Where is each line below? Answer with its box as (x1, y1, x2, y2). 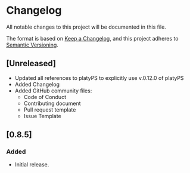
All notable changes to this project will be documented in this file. (6, 23, 167, 30)
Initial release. (14, 161, 49, 168)
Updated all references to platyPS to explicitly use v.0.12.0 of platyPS (14, 74, 184, 81)
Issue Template (23, 112, 61, 119)
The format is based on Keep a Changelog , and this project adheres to (6, 35, 179, 42)
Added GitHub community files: (14, 87, 92, 94)
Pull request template (23, 106, 76, 113)
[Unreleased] (6, 58, 57, 69)
